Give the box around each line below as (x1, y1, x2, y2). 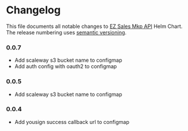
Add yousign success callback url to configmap (14, 118, 130, 125)
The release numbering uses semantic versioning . (6, 29, 127, 36)
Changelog (6, 3, 61, 17)
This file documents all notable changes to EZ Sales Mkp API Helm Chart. (6, 23, 183, 30)
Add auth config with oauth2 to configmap (14, 63, 117, 70)
